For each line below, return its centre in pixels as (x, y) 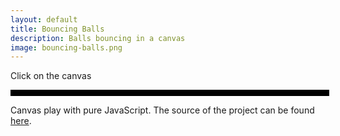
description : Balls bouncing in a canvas (98, 38)
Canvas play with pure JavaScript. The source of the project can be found (162, 110)
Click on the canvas (51, 76)
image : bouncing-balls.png (66, 47)
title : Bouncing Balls (57, 29)
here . (21, 121)
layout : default (44, 19)
